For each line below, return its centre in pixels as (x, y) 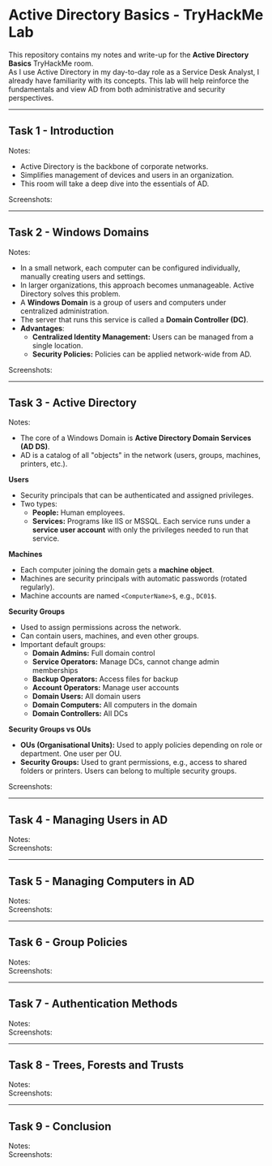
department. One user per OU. (71, 754)
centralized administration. (64, 311)
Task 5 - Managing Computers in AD (102, 881)
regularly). (37, 587)
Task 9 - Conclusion (60, 1126)
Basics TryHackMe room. (51, 63)
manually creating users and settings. (83, 276)
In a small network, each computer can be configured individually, (130, 268)
